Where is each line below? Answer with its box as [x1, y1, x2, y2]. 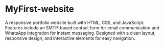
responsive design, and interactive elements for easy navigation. [5, 35, 136, 41]
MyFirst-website [5, 3, 74, 15]
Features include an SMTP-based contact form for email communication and [5, 24, 160, 30]
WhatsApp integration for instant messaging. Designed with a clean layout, [5, 30, 156, 36]
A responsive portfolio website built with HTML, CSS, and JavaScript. [5, 20, 145, 25]
